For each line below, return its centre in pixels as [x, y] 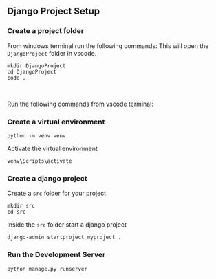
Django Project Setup [54, 11]
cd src [17, 212]
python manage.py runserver [47, 269]
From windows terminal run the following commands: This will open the [108, 46]
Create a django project [47, 178]
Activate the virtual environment [53, 148]
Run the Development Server [56, 255]
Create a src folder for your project [57, 193]
